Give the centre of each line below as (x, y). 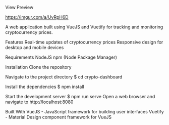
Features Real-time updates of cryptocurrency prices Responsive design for (84, 42)
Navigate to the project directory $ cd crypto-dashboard (64, 77)
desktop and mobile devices (35, 47)
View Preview (19, 7)
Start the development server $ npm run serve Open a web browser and (80, 96)
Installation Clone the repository (38, 67)
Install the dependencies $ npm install (45, 87)
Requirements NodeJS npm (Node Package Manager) (61, 57)
